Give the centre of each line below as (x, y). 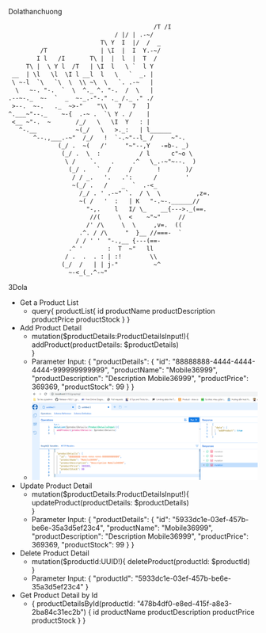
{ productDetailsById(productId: (84, 603)
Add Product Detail (50, 328)
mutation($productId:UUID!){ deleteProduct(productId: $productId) (141, 561)
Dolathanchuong (35, 11)
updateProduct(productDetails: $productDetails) (110, 502)
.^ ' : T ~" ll (111, 249)
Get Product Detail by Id (59, 595)
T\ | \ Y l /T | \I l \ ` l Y (90, 67)
